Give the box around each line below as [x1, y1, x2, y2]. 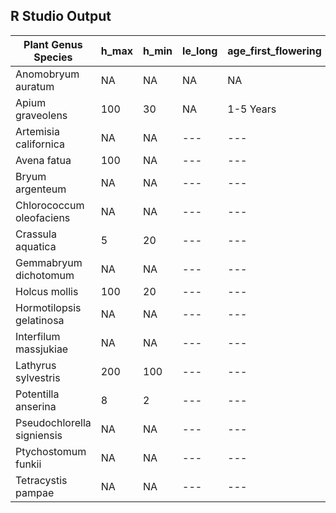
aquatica [15, 239, 57, 253]
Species [33, 50, 73, 64]
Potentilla [15, 387, 60, 401]
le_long [182, 44, 218, 58]
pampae [15, 485, 55, 499]
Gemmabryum [15, 255, 83, 269]
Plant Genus [23, 37, 83, 51]
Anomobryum [15, 67, 80, 81]
